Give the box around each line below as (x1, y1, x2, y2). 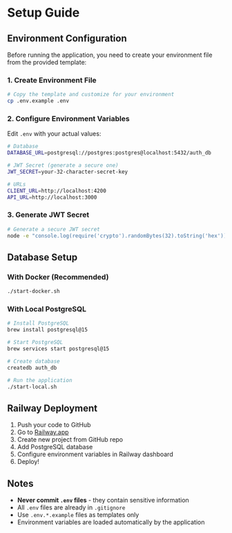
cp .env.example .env (7, 98, 70, 105)
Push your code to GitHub (17, 421, 91, 429)
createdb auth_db (7, 364, 57, 371)
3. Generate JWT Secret (7, 210, 90, 219)
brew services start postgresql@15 (7, 345, 110, 352)
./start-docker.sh (7, 288, 60, 295)
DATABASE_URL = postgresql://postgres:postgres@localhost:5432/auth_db (7, 150, 212, 156)
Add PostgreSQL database (17, 443, 93, 451)
